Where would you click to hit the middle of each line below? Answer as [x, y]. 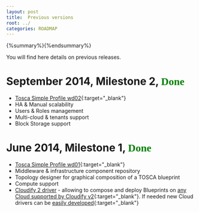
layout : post [22, 12]
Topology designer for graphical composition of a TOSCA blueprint [97, 177]
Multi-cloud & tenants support [52, 117]
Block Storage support [43, 124]
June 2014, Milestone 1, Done [79, 148]
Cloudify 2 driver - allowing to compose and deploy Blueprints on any [101, 190]
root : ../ [19, 23]
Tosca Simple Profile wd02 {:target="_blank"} [70, 98]
